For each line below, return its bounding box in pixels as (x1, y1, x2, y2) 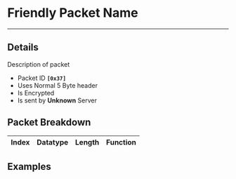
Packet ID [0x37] (17, 74, 67, 82)
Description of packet (7, 60, 70, 68)
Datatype (37, 137, 69, 147)
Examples (7, 160, 51, 173)
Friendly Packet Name (7, 5, 138, 21)
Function (106, 137, 137, 147)
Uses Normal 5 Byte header (17, 81, 98, 89)
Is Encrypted (17, 88, 55, 97)
